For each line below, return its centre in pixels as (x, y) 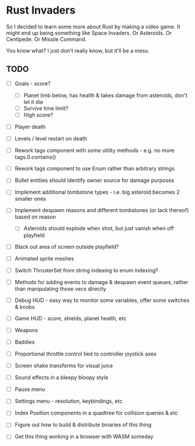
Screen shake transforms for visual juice (64, 366)
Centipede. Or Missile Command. (46, 39)
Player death (30, 127)
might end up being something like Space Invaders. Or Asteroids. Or (89, 32)
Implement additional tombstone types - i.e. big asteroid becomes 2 (97, 192)
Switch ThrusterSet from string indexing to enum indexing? (86, 270)
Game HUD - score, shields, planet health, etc (71, 318)
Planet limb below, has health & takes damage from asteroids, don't (105, 95)
